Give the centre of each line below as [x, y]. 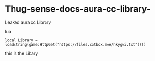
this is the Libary [22, 53]
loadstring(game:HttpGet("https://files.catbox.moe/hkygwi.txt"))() [76, 44]
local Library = [21, 40]
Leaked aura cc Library [28, 22]
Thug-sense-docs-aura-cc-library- [78, 9]
